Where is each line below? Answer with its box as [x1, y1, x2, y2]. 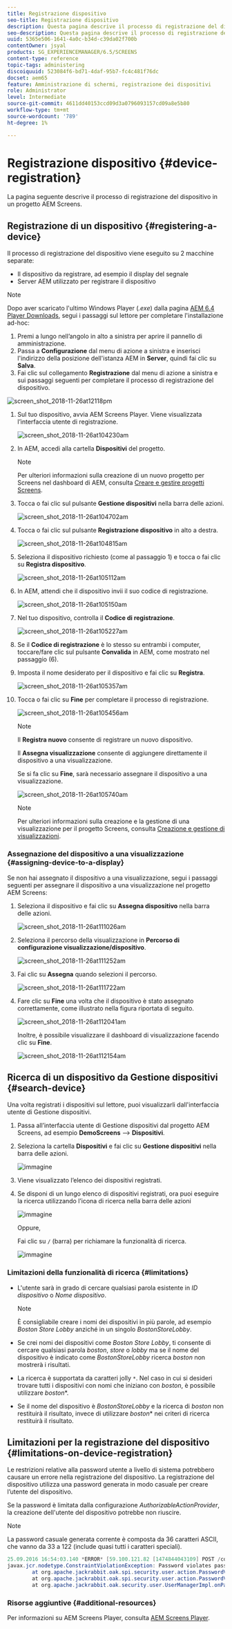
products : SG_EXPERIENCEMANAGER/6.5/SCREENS [7, 49, 137, 56]
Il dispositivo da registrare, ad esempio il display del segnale [17, 270, 188, 279]
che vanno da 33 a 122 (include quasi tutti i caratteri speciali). [7, 1543, 182, 1551]
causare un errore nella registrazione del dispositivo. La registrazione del [7, 1473, 215, 1481]
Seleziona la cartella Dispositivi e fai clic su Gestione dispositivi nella [17, 1142, 217, 1151]
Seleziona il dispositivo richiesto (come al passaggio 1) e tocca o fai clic [17, 553, 221, 561]
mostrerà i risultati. [17, 1360, 71, 1368]
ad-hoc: [7, 319, 30, 327]
